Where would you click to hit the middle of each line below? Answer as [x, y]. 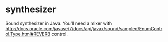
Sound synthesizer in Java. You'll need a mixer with [59, 23]
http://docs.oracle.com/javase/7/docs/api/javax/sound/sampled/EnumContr [84, 28]
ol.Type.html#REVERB [28, 34]
